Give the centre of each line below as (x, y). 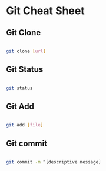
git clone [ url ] (26, 51)
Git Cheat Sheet (46, 11)
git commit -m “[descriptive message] (54, 162)
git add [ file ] (25, 125)
